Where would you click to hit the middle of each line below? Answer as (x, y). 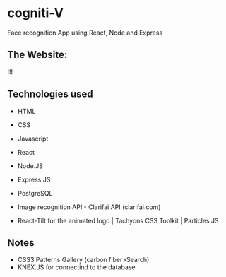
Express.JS (34, 179)
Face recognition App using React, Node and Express (85, 33)
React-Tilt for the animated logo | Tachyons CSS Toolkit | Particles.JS (118, 220)
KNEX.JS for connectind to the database (76, 267)
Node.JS (30, 166)
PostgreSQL (35, 193)
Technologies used (50, 94)
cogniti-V (35, 13)
